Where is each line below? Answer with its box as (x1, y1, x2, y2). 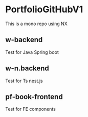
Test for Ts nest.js (5, 77, 43, 84)
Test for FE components (5, 106, 56, 112)
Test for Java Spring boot (5, 49, 59, 55)
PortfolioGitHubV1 (5, 4, 83, 15)
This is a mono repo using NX (5, 21, 68, 27)
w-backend (5, 35, 43, 44)
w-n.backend (5, 64, 50, 73)
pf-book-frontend (5, 92, 63, 101)
